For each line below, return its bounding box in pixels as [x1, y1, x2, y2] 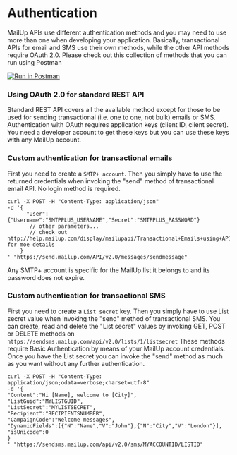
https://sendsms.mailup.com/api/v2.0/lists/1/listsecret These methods [7, 336, 226, 345]
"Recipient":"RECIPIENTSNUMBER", [7, 410, 106, 417]
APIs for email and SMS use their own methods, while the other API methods [7, 43, 230, 51]
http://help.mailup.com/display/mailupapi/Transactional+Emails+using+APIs [7, 235, 235, 242]
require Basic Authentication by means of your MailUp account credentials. [7, 344, 226, 353]
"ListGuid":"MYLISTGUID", [7, 397, 83, 405]
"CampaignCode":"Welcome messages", [7, 416, 115, 423]
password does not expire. [7, 273, 85, 281]
